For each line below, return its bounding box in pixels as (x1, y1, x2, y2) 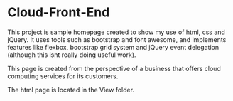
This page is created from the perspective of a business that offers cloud (7, 64, 222, 73)
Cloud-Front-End (7, 4, 110, 21)
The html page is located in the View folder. (7, 85, 135, 94)
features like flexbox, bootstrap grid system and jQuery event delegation (7, 43, 219, 51)
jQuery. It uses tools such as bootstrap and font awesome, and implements (7, 35, 227, 43)
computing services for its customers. (7, 72, 119, 80)
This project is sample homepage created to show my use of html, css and (7, 28, 226, 36)
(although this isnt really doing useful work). (7, 51, 136, 59)
